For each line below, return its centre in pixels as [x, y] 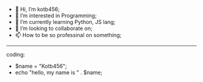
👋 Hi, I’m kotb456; [37, 9]
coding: [16, 54]
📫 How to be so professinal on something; [68, 35]
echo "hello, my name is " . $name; [59, 72]
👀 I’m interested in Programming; [56, 16]
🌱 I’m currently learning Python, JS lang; [65, 22]
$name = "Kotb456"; [41, 66]
